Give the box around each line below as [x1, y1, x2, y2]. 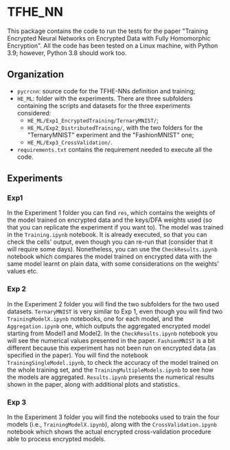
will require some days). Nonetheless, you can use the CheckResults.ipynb [7, 245, 218, 254]
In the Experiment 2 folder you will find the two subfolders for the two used [7, 300, 220, 308]
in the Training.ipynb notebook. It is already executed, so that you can [7, 231, 207, 239]
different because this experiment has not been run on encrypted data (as [7, 344, 216, 352]
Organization [7, 69, 64, 80]
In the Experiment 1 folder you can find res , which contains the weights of [7, 209, 216, 217]
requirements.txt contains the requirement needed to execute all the [16, 145, 213, 153]
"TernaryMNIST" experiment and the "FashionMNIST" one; [27, 131, 194, 139]
